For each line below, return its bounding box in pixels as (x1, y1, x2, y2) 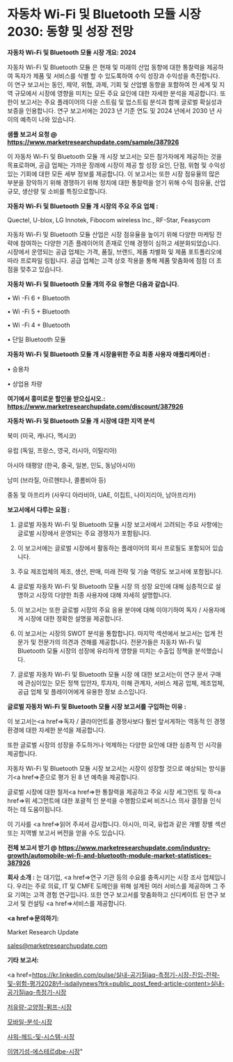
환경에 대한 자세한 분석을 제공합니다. (7, 725, 106, 734)
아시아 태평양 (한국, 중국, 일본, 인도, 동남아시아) (7, 461, 136, 469)
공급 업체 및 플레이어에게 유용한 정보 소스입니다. (17, 687, 147, 695)
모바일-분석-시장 (7, 1017, 53, 1026)
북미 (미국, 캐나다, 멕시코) (7, 431, 77, 440)
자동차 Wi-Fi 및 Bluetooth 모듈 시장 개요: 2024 (7, 48, 137, 56)
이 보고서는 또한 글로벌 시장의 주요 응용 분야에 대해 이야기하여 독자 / (17, 606, 202, 614)
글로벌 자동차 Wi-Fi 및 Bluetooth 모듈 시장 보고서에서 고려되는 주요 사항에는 (17, 520, 224, 528)
